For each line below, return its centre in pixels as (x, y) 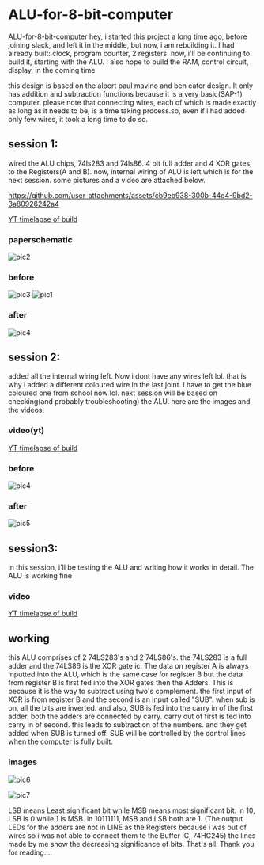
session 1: (33, 144)
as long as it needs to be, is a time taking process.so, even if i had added (126, 111)
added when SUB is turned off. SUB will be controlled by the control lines (127, 734)
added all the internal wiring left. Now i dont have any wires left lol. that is (127, 376)
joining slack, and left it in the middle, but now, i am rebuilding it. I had (121, 44)
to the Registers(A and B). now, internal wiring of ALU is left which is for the (131, 171)
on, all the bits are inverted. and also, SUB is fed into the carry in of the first (131, 708)
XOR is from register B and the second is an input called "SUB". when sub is (132, 699)
